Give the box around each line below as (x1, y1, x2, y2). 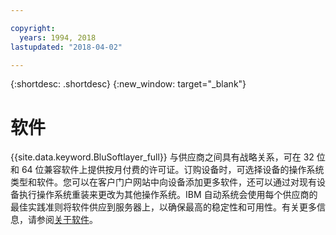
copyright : (10, 23, 56, 33)
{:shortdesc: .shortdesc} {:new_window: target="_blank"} (10, 78, 247, 90)
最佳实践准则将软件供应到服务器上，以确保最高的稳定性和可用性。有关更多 (10, 201, 317, 213)
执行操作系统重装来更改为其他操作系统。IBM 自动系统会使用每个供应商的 (18, 189, 318, 201)
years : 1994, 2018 (19, 32, 97, 43)
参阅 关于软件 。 (36, 214, 98, 226)
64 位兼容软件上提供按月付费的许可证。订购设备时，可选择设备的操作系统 (21, 164, 325, 176)
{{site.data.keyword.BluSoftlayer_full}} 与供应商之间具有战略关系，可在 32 (10, 151, 315, 163)
